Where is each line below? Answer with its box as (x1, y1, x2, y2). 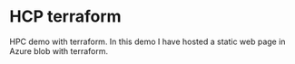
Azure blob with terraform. (9, 45, 109, 56)
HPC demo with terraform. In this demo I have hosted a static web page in (9, 36, 286, 47)
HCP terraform (9, 6, 122, 27)
